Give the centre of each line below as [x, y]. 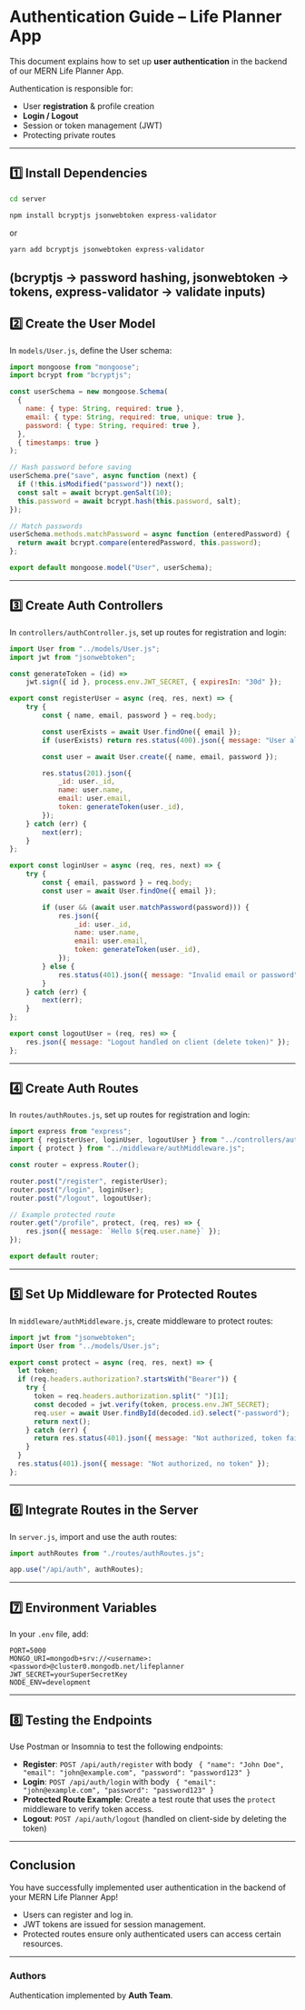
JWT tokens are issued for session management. [114, 1924]
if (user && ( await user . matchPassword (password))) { [146, 907]
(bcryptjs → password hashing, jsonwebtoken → [149, 278]
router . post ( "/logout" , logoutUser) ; [81, 1198]
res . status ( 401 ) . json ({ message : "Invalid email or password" [178, 975]
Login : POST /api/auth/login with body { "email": [119, 1781]
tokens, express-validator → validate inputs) [138, 291]
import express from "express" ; [70, 1132]
